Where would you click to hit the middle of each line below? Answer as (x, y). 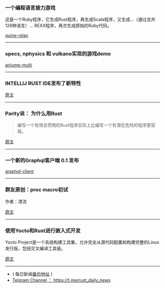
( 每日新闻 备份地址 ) (32, 274)
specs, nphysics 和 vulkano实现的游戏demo (58, 54)
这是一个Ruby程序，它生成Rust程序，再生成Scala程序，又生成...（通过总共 (80, 19)
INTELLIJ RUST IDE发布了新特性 (43, 83)
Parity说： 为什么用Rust (34, 113)
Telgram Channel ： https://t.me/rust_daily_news (61, 280)
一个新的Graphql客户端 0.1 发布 (42, 160)
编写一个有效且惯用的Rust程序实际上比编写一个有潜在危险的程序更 (84, 125)
